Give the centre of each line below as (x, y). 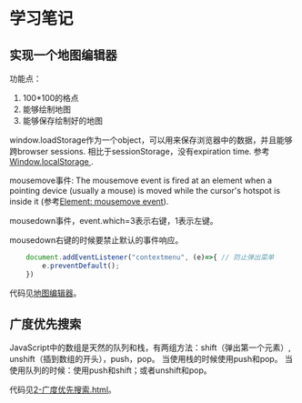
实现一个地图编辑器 (63, 55)
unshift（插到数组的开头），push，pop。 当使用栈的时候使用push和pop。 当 (151, 359)
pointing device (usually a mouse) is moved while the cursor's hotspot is (145, 191)
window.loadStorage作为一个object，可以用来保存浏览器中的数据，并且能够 (151, 140)
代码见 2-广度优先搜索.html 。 (63, 390)
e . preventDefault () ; (81, 266)
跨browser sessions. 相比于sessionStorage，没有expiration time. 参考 (140, 151)
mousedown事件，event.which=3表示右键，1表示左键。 (114, 221)
